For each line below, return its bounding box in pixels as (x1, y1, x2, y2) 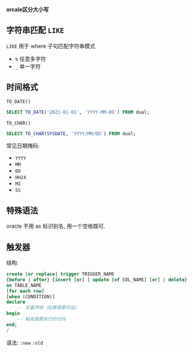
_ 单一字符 (14, 63, 41, 70)
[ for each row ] (6, 288, 45, 294)
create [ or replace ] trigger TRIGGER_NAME (6, 271, 115, 277)
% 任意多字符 (14, 55, 46, 62)
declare (6, 299, 26, 306)
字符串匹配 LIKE (6, 25, 65, 36)
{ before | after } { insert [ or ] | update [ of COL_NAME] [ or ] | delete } (6, 277, 188, 283)
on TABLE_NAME (6, 282, 42, 289)
